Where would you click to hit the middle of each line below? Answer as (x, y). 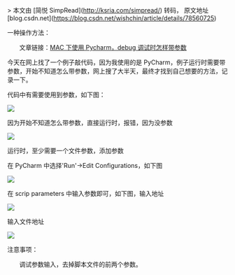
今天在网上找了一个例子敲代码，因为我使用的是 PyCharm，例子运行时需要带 (116, 62)
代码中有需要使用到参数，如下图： (56, 94)
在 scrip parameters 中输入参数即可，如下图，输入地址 (86, 193)
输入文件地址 (26, 221)
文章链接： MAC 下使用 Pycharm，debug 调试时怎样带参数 (103, 47)
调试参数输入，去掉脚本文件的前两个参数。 (80, 264)
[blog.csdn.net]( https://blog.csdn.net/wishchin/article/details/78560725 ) (112, 18)
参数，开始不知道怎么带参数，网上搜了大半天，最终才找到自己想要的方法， (114, 71)
